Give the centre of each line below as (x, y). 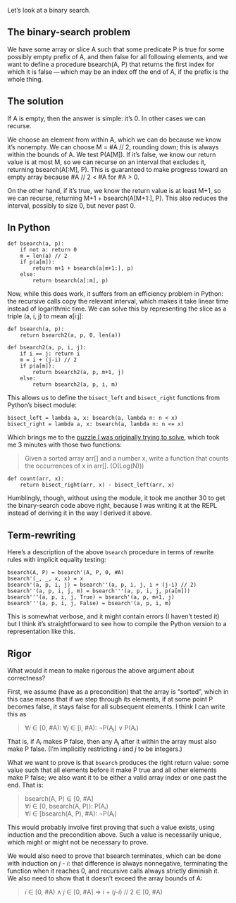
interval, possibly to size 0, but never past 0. (72, 205)
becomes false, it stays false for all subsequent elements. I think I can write (116, 706)
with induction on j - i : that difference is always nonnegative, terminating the (118, 864)
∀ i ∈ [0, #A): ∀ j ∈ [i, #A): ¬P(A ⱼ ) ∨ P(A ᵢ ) (81, 728)
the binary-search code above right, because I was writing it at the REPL (112, 506)
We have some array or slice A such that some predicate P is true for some (116, 49)
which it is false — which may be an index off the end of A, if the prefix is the (118, 71)
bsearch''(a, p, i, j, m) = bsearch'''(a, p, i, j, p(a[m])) (99, 591)
